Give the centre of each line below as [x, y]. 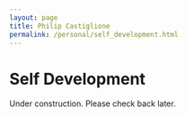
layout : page [34, 18]
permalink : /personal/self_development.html [94, 34]
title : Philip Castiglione [60, 26]
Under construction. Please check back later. [93, 103]
